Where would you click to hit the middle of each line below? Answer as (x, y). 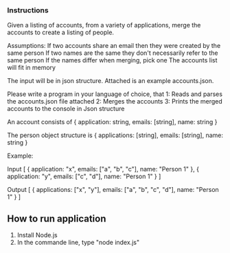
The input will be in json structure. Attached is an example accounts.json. (111, 81)
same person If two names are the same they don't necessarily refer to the (113, 53)
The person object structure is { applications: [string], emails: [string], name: (115, 135)
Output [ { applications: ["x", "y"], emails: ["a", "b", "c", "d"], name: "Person (113, 190)
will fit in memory (32, 68)
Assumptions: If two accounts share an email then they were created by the (114, 46)
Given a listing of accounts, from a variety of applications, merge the (104, 25)
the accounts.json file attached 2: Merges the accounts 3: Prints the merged (115, 101)
